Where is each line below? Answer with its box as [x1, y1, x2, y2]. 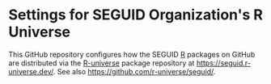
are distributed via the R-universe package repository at [8, 58, 195, 68]
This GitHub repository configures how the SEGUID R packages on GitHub [8, 49, 256, 59]
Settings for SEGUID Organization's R [8, 6, 263, 24]
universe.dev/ [8, 66, 54, 76]
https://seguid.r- [196, 58, 251, 68]
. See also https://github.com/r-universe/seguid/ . [53, 66, 216, 76]
